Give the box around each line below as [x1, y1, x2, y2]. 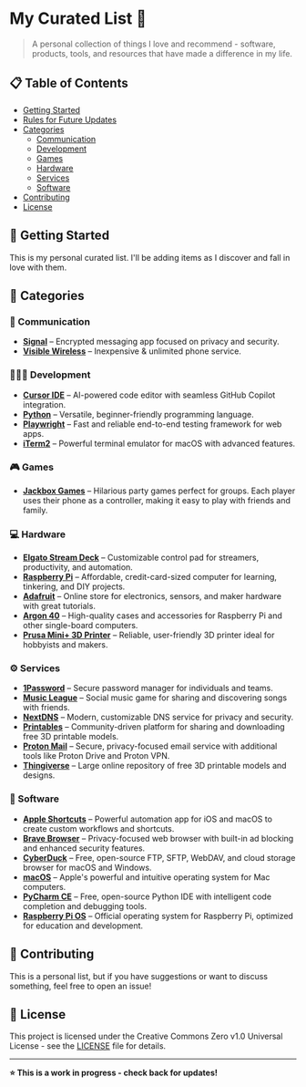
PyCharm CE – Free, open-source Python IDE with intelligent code [22, 891, 271, 902]
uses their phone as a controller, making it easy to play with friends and [22, 494, 291, 505]
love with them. [9, 262, 67, 273]
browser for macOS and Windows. [22, 862, 152, 873]
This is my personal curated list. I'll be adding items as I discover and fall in [9, 252, 291, 263]
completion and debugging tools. [22, 900, 148, 911]
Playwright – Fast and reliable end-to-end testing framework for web [22, 419, 282, 430]
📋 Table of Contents [9, 76, 129, 91]
